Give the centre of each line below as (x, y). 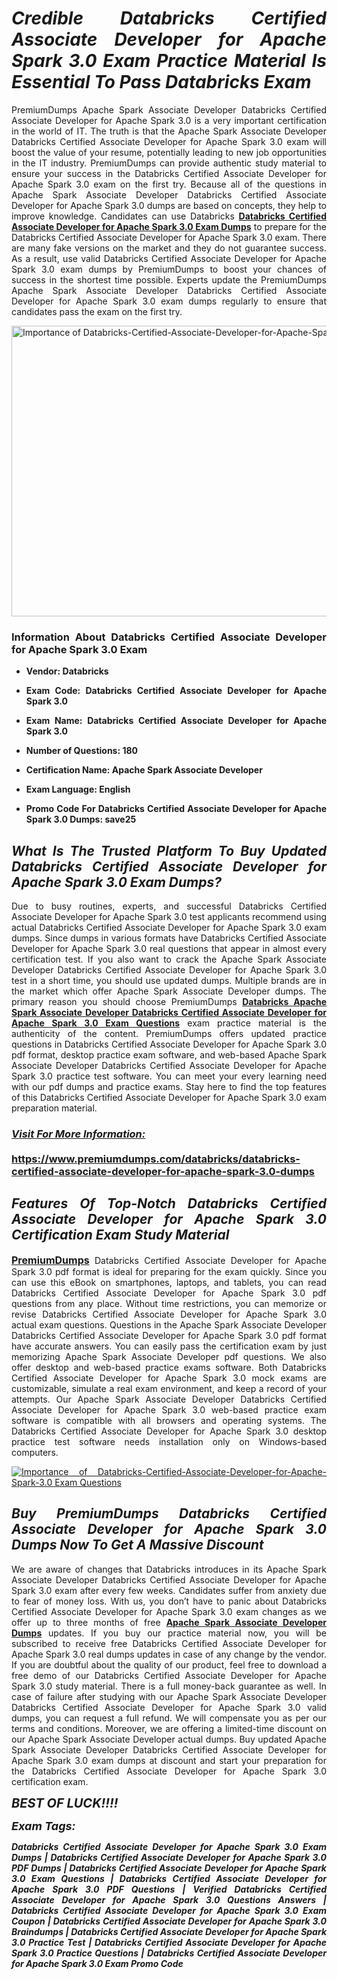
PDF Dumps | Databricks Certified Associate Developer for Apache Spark (169, 1868)
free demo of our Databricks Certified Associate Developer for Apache (169, 1675)
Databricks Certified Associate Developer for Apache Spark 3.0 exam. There (169, 237)
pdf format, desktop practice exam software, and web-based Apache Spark (169, 1055)
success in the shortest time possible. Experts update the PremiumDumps (169, 279)
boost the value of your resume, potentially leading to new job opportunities (169, 152)
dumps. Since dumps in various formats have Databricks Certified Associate (169, 938)
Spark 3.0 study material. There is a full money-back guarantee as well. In (169, 1686)
